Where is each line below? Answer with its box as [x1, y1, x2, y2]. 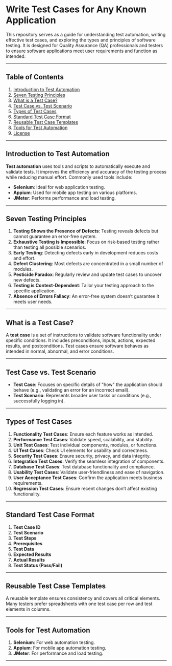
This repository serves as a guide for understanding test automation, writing [6, 31, 166, 37]
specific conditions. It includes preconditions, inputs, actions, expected [6, 337, 156, 343]
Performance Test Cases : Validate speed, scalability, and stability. [13, 436, 154, 442]
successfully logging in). [13, 398, 65, 404]
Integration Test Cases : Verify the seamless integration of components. [13, 458, 165, 464]
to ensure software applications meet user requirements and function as [6, 48, 158, 54]
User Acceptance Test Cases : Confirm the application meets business [13, 475, 162, 481]
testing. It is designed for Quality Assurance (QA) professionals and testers [6, 42, 163, 48]
